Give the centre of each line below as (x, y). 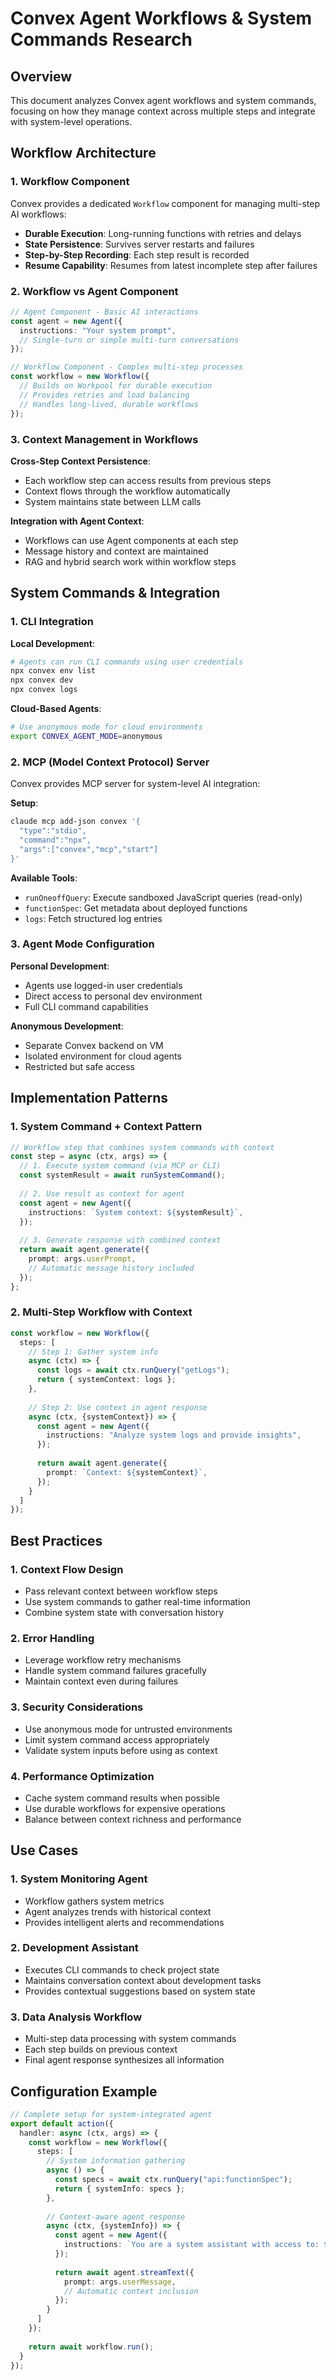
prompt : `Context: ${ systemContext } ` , (127, 1472)
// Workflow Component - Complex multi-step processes (127, 367)
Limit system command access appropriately (117, 1739)
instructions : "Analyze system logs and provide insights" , (174, 1435)
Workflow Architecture (83, 153)
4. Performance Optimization (82, 1776)
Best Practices (56, 1540)
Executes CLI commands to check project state (122, 1969)
